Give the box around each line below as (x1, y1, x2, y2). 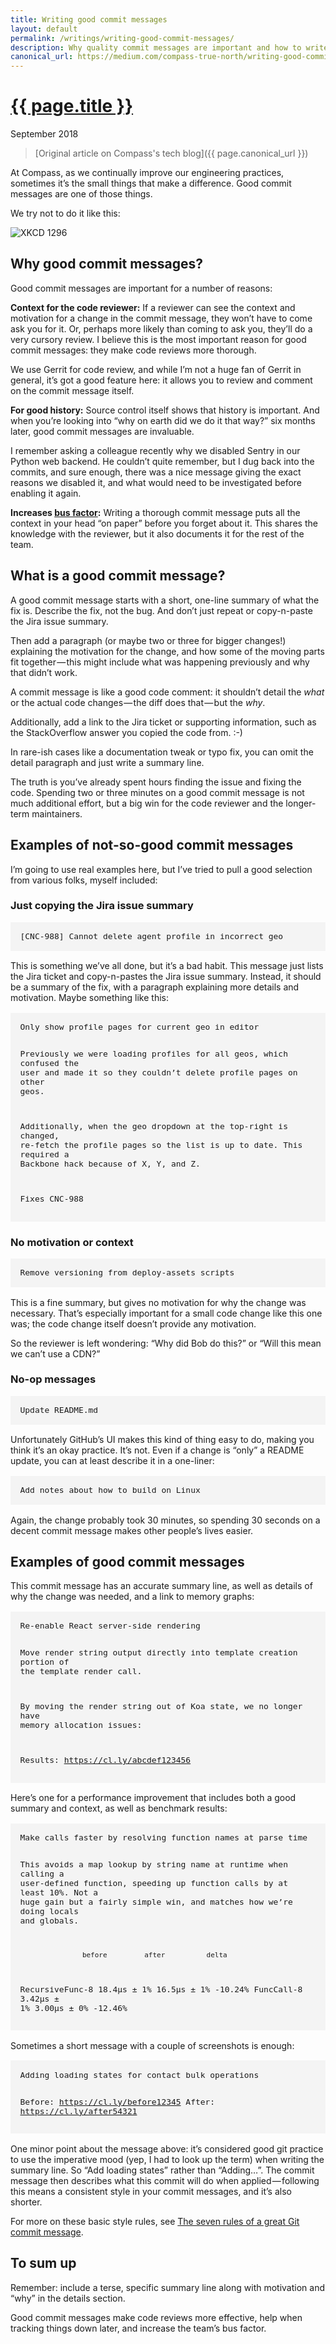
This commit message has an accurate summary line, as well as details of (10, 1580, 313, 1592)
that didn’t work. (10, 666, 78, 678)
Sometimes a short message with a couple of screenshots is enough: (10, 2039, 295, 2051)
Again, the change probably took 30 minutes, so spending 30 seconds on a (10, 1514, 321, 1526)
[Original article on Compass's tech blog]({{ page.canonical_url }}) (34, 147, 309, 160)
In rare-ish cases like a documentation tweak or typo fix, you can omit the (10, 746, 314, 758)
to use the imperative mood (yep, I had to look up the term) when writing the (10, 2153, 325, 2165)
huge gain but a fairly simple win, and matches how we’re (19, 1897, 293, 1908)
